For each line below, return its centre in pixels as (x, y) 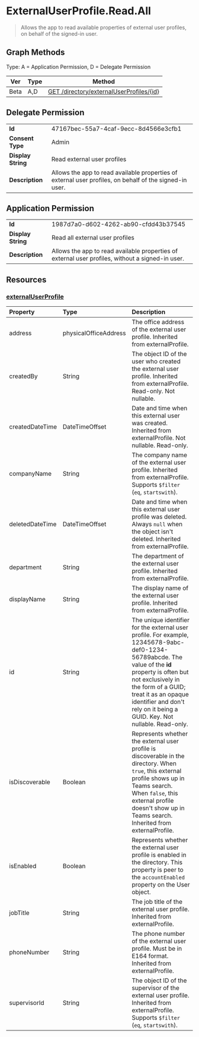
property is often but (160, 672)
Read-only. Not (153, 391)
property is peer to (158, 870)
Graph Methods (36, 53)
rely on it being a (155, 709)
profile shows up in (158, 778)
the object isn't (153, 532)
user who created (156, 362)
